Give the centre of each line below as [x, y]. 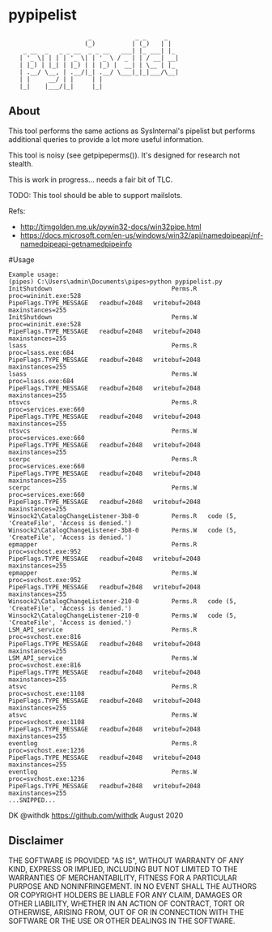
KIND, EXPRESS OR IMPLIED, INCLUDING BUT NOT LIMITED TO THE [123, 869]
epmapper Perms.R [103, 544]
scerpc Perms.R [103, 459]
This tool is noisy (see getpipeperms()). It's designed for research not [124, 155]
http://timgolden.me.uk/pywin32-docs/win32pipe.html [110, 227]
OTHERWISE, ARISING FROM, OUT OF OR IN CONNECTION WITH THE [126, 912]
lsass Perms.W [103, 374]
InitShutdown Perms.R [103, 289]
